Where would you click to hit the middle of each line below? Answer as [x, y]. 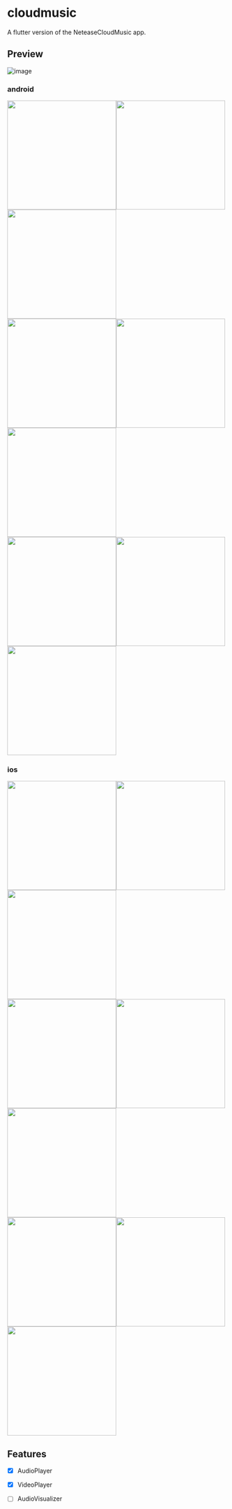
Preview [25, 54]
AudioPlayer [35, 1471]
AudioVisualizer [40, 1499]
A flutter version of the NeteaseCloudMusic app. [77, 32]
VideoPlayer [34, 1485]
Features [27, 1454]
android [21, 89]
